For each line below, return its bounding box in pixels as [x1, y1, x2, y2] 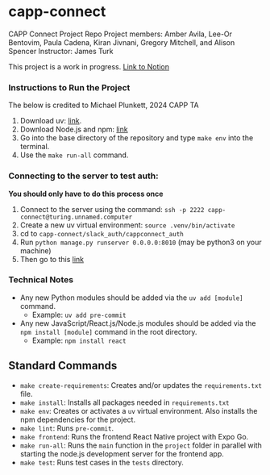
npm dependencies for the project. [19, 415, 135, 424]
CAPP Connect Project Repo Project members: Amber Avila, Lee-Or [8, 29, 232, 39]
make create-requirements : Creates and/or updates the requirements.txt [19, 380, 263, 390]
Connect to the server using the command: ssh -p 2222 [19, 204, 205, 214]
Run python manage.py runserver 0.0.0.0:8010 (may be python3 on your [19, 237, 262, 247]
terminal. [19, 142, 50, 152]
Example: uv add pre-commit [31, 310, 127, 319]
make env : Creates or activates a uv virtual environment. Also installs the [19, 406, 258, 415]
